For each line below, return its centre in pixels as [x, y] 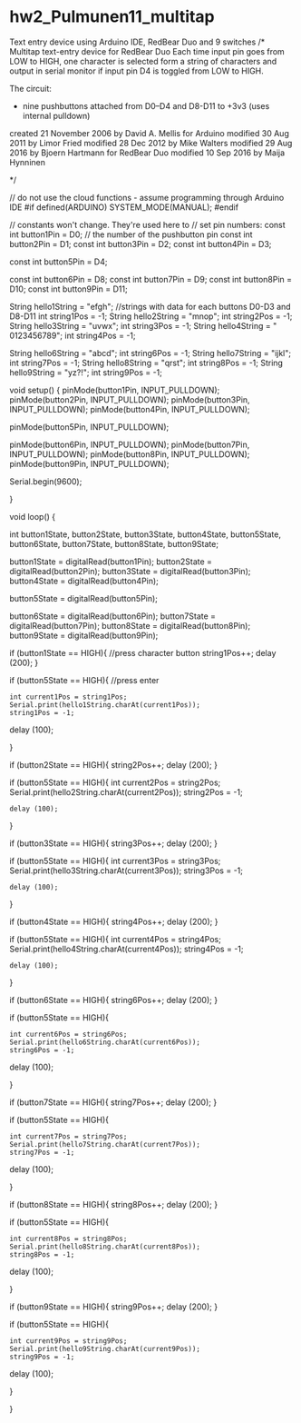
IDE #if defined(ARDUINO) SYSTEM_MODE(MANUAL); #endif [124, 207]
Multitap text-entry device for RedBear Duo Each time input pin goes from [147, 51]
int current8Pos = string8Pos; [68, 1239]
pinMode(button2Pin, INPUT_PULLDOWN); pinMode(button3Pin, [130, 399]
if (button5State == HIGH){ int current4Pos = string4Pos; [116, 939]
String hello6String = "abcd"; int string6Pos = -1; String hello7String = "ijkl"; [150, 353]
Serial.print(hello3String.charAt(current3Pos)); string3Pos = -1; [126, 871]
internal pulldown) [56, 115]
